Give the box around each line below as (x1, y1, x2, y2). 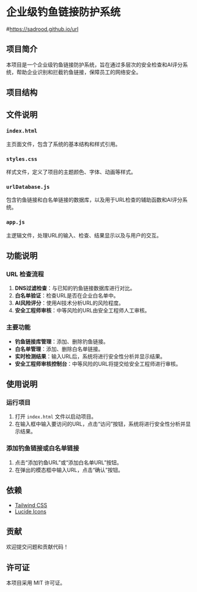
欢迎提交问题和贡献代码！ (6, 543, 69, 550)
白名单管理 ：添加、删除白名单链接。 (14, 345, 104, 352)
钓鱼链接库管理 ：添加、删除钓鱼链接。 (14, 338, 109, 345)
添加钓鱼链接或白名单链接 (6, 444, 80, 452)
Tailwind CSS (14, 501, 47, 508)
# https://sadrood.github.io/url (6, 25, 79, 33)
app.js (6, 219, 26, 226)
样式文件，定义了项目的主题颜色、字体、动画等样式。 (6, 169, 136, 176)
